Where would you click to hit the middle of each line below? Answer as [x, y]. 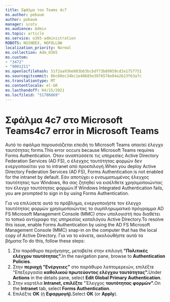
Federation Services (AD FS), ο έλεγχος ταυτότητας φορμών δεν [74, 161]
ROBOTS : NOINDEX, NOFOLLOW [34, 43]
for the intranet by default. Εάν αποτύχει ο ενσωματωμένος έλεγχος [77, 177]
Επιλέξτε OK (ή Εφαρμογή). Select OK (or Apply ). [65, 294]
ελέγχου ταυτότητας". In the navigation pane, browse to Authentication [89, 256]
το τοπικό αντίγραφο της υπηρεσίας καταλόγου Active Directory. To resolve [84, 219]
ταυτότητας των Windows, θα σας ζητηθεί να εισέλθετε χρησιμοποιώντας [84, 183]
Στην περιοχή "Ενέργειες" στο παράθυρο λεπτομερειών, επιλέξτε [83, 267]
